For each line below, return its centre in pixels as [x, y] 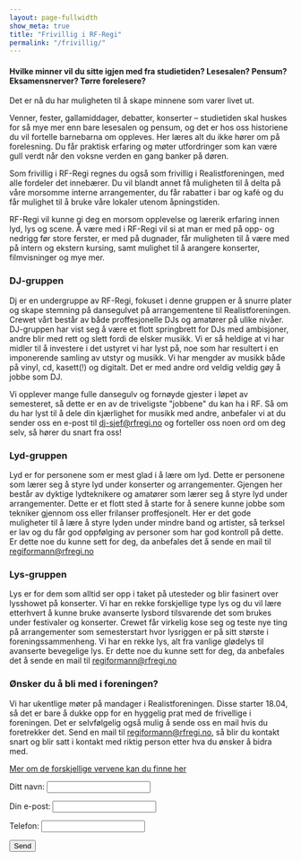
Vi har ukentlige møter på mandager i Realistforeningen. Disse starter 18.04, [149, 703]
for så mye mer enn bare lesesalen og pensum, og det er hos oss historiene [149, 127]
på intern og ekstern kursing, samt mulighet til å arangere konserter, [135, 248]
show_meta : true [39, 26]
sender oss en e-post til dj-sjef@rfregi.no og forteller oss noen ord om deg [147, 422]
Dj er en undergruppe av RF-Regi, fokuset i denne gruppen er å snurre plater [150, 300]
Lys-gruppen [38, 574]
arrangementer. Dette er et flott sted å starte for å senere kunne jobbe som [147, 504]
